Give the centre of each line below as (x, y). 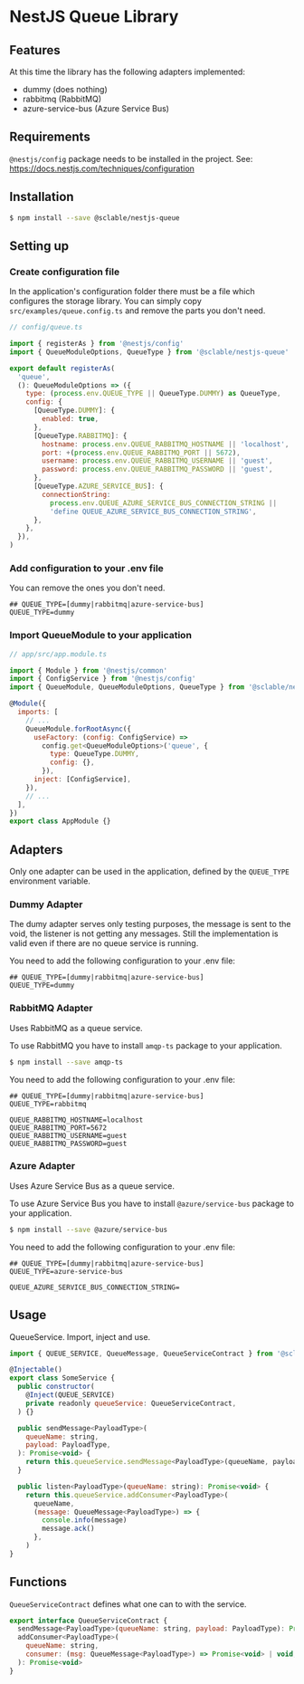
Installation (42, 197)
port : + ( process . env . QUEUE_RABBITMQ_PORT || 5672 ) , (142, 453)
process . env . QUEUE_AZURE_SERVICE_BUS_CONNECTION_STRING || (163, 503)
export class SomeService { (62, 1378)
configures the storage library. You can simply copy (105, 301)
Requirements (50, 137)
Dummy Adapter (46, 904)
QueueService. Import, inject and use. (80, 1336)
